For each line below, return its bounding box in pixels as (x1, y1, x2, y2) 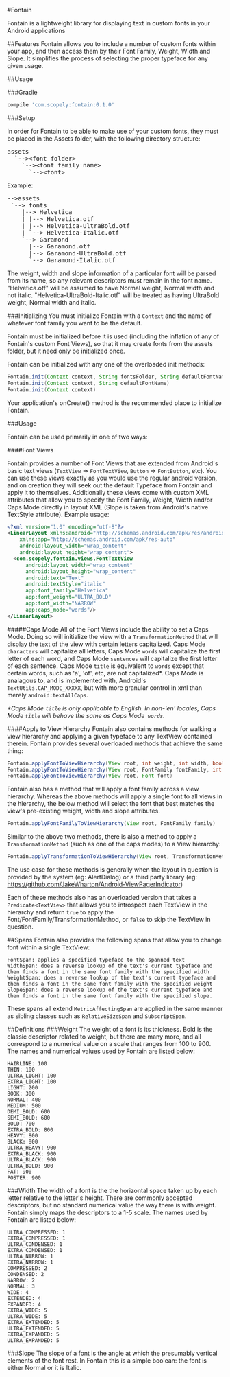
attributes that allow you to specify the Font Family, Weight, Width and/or (7, 496, 213, 504)
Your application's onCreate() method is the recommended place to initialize (7, 398, 222, 407)
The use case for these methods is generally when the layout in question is (7, 866, 219, 874)
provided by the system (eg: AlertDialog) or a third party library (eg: (7, 873, 197, 881)
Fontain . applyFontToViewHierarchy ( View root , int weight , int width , (7, 760, 210, 767)
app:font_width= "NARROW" (25, 600, 97, 607)
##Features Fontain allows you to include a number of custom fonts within (7, 40, 216, 47)
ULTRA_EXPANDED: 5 (7, 1337, 60, 1344)
